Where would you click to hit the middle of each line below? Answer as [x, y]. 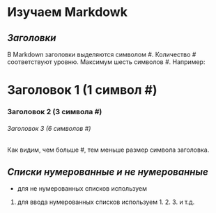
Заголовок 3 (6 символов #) [49, 128]
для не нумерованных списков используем [82, 189]
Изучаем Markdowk [67, 12]
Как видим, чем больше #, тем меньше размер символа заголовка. [108, 150]
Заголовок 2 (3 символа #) [55, 112]
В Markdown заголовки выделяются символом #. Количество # [102, 54]
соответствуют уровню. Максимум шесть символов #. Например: [106, 62]
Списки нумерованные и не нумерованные [108, 172]
